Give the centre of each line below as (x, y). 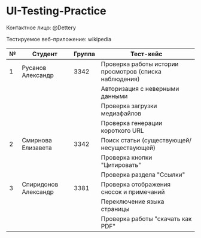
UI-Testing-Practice (56, 11)
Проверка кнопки (127, 157)
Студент (45, 54)
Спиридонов (40, 184)
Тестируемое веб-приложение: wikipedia (59, 39)
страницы (115, 209)
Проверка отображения (136, 184)
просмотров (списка (131, 71)
